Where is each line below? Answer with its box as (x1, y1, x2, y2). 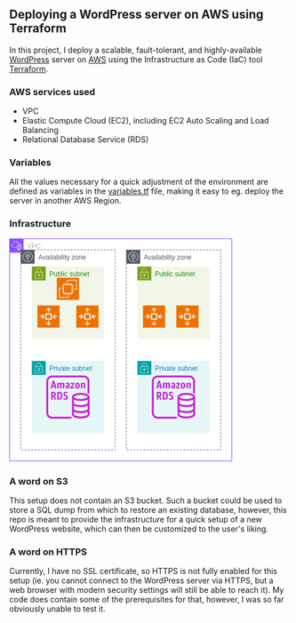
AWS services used (9, 85, 96, 98)
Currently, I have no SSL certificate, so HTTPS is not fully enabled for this (9, 566, 278, 577)
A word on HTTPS (9, 546, 87, 558)
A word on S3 (9, 475, 68, 487)
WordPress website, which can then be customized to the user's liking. (9, 523, 269, 534)
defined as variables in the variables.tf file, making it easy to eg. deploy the (9, 186, 284, 196)
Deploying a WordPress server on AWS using (9, 7, 264, 22)
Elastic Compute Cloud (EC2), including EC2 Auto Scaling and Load (21, 116, 269, 126)
